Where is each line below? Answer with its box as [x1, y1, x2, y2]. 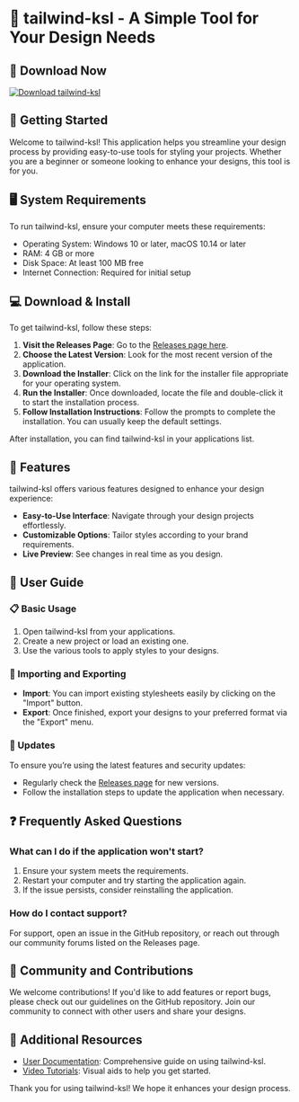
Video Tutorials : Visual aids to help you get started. [22, 1065, 211, 1077]
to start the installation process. [22, 397, 140, 408]
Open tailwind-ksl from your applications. [22, 626, 176, 636]
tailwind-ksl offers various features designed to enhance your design [9, 484, 265, 494]
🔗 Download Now [9, 63, 108, 78]
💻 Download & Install [9, 294, 131, 309]
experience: [9, 493, 54, 504]
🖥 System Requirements [9, 192, 146, 208]
